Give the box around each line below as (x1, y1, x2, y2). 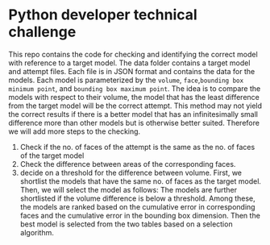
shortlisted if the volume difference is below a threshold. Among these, (19, 193, 255, 203)
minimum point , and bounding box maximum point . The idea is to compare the (8, 83, 261, 93)
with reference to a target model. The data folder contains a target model (8, 58, 251, 68)
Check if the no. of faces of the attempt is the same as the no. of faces (19, 142, 255, 152)
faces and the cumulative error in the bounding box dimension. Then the (19, 210, 260, 220)
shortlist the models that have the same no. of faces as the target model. (19, 176, 262, 186)
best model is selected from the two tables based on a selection (19, 219, 233, 229)
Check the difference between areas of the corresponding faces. (19, 159, 236, 168)
